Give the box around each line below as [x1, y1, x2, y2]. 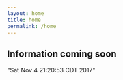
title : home [7, 16, 41, 23]
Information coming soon [7, 48, 118, 59]
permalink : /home [7, 23, 57, 29]
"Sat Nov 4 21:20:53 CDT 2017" [7, 66, 96, 75]
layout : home [7, 10, 44, 17]
